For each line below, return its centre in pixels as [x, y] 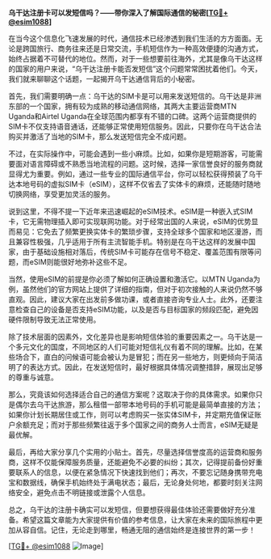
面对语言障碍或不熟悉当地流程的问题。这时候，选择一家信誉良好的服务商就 [139, 164]
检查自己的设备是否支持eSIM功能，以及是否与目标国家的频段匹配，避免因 [137, 309]
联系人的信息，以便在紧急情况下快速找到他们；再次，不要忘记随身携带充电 [139, 472]
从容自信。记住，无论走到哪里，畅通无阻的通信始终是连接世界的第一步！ [135, 530]
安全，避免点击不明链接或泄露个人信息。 [82, 492]
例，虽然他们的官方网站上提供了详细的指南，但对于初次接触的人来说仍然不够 [135, 289]
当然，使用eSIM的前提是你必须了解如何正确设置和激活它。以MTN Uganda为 [134, 279]
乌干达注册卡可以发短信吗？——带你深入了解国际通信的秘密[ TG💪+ [118, 13]
